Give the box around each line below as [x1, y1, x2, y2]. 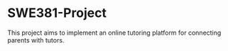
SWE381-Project [7, 5, 107, 21]
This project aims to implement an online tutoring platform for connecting [7, 28, 222, 37]
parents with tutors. [7, 35, 65, 44]
